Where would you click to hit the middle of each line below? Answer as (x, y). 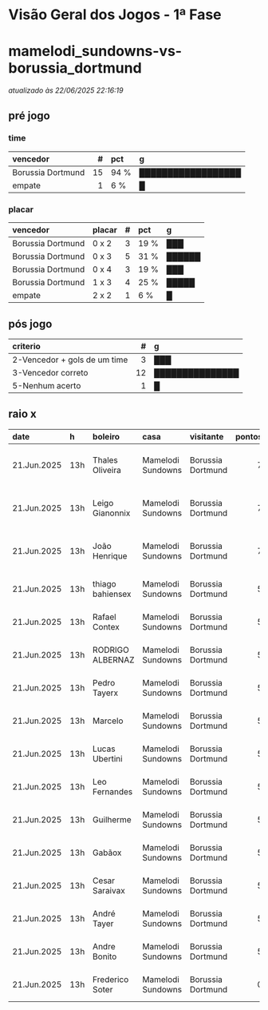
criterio (27, 346)
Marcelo (108, 721)
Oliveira (107, 470)
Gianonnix (112, 513)
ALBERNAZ (114, 659)
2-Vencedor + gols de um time (70, 360)
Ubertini (108, 758)
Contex (106, 626)
